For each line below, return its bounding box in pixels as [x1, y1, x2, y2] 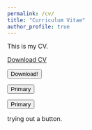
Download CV [7, 56, 47, 64]
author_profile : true [7, 23, 70, 30]
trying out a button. [7, 115, 63, 123]
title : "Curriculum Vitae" [7, 17, 86, 24]
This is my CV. [7, 42, 49, 51]
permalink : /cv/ [7, 10, 54, 17]
